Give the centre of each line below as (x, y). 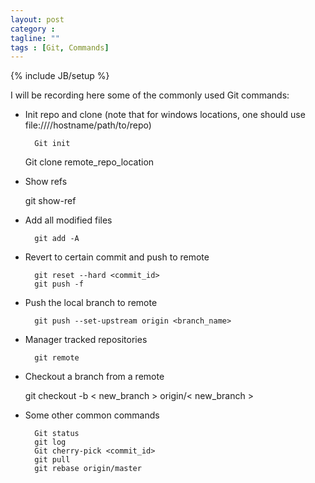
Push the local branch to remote (91, 303)
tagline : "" (35, 38)
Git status (57, 434)
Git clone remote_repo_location (89, 162)
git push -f (59, 284)
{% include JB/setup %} (60, 76)
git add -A (57, 239)
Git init (52, 144)
